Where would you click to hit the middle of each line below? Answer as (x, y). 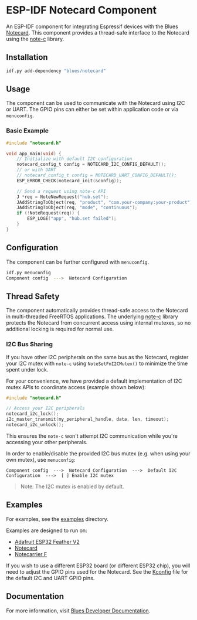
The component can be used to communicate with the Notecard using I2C (96, 103)
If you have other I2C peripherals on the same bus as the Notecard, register (97, 357)
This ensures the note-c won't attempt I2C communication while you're (92, 436)
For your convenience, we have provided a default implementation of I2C (94, 381)
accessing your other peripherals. (47, 442)
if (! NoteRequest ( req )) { (48, 213)
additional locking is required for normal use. (60, 329)
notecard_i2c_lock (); (33, 414)
